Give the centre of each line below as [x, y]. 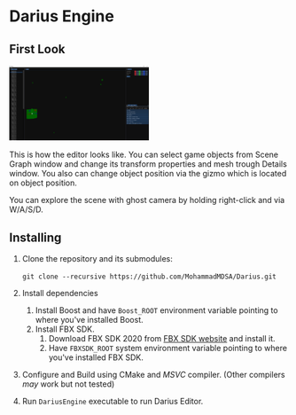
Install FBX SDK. [65, 329]
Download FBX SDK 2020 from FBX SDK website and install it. [162, 339]
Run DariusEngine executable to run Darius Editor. [113, 402]
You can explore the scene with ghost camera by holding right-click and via [147, 200]
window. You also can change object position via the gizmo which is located [148, 174]
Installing [35, 237]
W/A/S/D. [27, 209]
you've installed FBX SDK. [96, 357]
